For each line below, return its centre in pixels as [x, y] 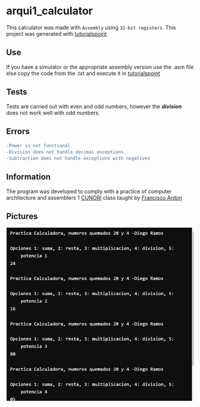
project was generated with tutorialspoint [57, 33]
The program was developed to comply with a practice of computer [89, 191]
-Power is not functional [38, 146]
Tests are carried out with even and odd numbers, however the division [94, 106]
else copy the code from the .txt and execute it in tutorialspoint [83, 73]
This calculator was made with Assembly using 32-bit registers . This [91, 27]
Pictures [22, 217]
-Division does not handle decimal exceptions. [66, 152]
